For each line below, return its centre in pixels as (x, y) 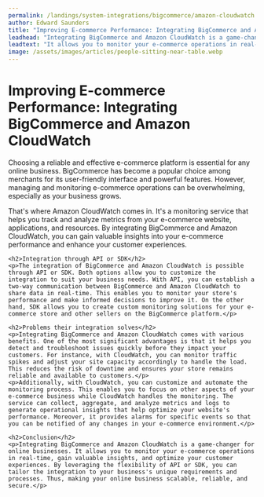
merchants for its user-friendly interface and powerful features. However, (127, 179)
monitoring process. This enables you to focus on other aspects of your (132, 389)
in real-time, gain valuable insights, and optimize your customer (121, 458)
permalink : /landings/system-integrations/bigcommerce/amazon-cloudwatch (132, 15)
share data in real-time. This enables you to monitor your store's (123, 293)
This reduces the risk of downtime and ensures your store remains (121, 369)
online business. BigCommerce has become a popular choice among (119, 170)
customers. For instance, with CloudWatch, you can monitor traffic (123, 355)
